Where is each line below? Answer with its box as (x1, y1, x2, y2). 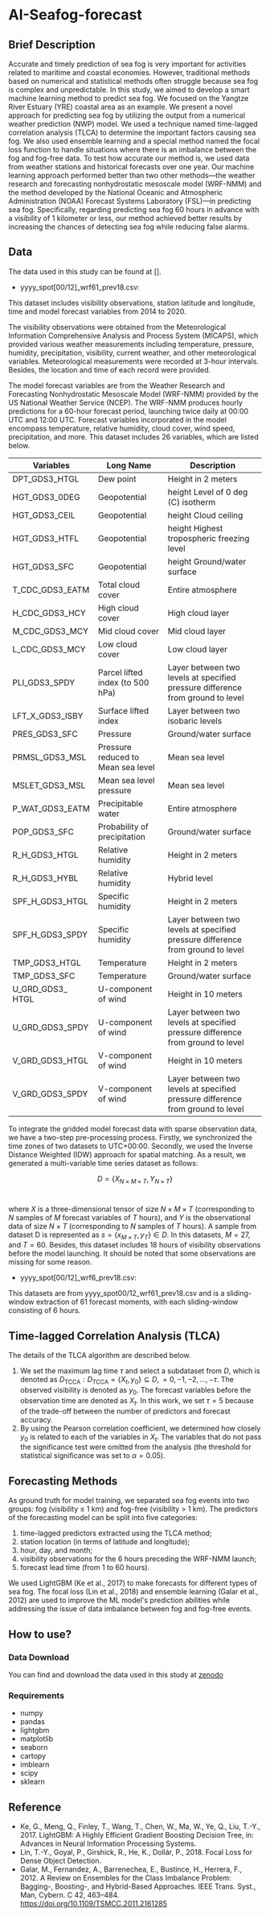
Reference (8, 1800, 62, 1814)
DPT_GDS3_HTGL (12, 473, 80, 485)
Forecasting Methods (8, 1474, 118, 1488)
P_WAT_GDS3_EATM (12, 802, 91, 814)
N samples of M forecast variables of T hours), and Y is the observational (8, 1212, 252, 1222)
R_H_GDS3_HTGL (12, 849, 79, 860)
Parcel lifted (97, 667, 143, 678)
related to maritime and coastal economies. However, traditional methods (8, 68, 251, 77)
